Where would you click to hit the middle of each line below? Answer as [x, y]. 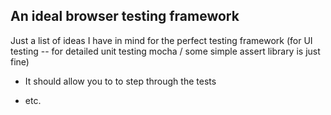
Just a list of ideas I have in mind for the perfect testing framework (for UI [161, 40]
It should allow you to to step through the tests [120, 81]
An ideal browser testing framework [125, 16]
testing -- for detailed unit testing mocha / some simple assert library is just [165, 51]
